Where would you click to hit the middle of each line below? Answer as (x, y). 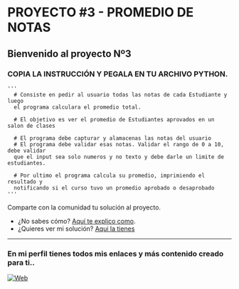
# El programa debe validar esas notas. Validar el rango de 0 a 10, (119, 144)
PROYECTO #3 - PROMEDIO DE (101, 12)
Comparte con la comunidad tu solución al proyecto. (84, 207)
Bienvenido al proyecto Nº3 (69, 54)
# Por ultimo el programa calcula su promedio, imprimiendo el (109, 175)
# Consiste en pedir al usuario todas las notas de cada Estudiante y (121, 94)
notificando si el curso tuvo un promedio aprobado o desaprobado (114, 188)
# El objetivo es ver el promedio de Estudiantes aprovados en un (114, 119)
